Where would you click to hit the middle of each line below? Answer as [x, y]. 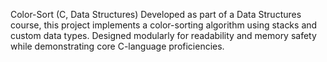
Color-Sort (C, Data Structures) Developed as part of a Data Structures [156, 14]
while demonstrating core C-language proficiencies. [117, 46]
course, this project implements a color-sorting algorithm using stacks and [164, 25]
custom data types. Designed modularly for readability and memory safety [163, 35]
